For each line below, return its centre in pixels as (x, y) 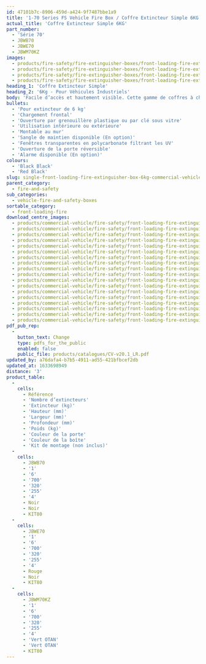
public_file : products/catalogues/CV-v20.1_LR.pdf (83, 354)
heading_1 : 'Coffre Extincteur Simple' (57, 87)
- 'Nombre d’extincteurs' (55, 400)
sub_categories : (27, 195)
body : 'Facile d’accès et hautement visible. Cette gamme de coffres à (100, 98)
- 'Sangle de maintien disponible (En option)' (74, 138)
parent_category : (29, 183)
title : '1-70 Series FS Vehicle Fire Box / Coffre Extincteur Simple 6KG (103, 18)
